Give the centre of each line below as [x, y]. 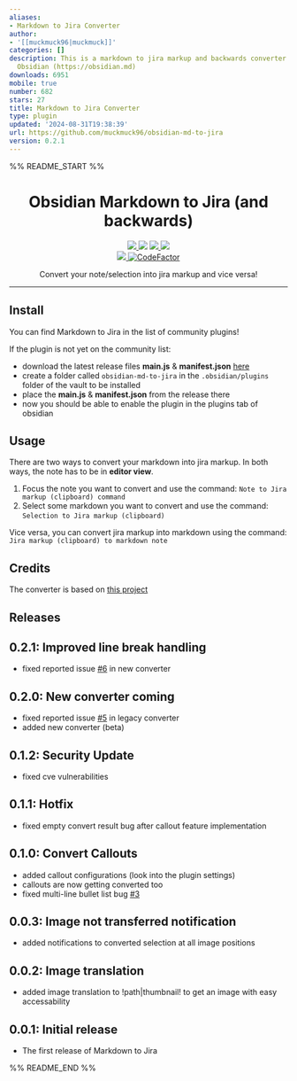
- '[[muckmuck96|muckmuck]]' [63, 42]
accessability [46, 1001]
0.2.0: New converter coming [92, 696]
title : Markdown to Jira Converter [75, 108]
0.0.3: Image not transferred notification [123, 921]
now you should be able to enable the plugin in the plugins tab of [140, 403]
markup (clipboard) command [73, 497]
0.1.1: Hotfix [41, 804]
